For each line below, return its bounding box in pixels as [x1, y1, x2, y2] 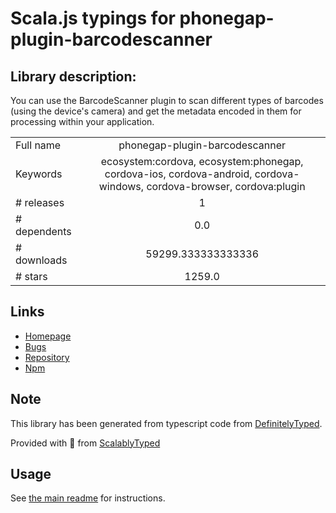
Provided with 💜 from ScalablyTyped [10, 437, 161, 449]
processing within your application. [10, 116, 155, 127]
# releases [15, 196, 65, 209]
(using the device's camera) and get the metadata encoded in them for [10, 105, 302, 117]
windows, [98, 180, 145, 193]
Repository [24, 351, 70, 363]
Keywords [15, 167, 63, 181]
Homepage [24, 330, 72, 342]
